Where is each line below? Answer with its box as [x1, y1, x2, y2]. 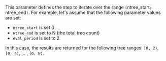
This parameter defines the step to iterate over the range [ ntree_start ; [5, 4, 152, 10]
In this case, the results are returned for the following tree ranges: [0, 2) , [5, 45, 159, 50]
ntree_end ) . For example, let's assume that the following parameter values [5, 9, 161, 15]
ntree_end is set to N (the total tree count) [12, 30, 100, 35]
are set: [5, 15, 21, 20]
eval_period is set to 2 [12, 35, 60, 41]
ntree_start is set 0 [12, 24, 55, 30]
